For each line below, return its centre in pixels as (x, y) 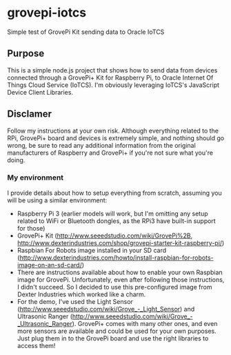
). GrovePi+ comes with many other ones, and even (145, 323)
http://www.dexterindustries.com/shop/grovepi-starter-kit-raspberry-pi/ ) (121, 242)
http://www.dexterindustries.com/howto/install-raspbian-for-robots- (117, 258)
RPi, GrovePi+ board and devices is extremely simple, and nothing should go (116, 138)
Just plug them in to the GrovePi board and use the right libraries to (113, 338)
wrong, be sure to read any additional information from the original (102, 145)
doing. (16, 160)
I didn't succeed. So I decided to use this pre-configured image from (114, 287)
